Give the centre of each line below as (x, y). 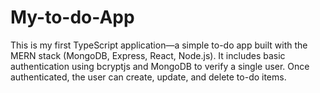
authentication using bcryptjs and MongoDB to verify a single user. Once (160, 66)
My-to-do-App (72, 17)
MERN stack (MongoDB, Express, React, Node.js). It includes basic (148, 55)
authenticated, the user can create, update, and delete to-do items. (148, 77)
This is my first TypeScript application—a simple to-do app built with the (159, 45)
